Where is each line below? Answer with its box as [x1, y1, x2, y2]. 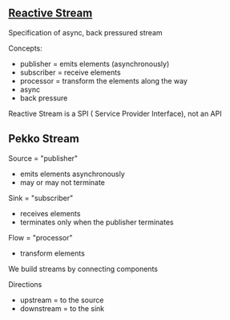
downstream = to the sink [19, 303, 105, 313]
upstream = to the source [19, 295, 104, 305]
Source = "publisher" [8, 153, 79, 163]
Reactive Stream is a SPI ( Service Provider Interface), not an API [8, 109, 222, 118]
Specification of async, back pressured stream [8, 27, 163, 37]
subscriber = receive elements [19, 68, 122, 77]
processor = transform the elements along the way [19, 76, 188, 85]
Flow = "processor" [8, 232, 74, 242]
